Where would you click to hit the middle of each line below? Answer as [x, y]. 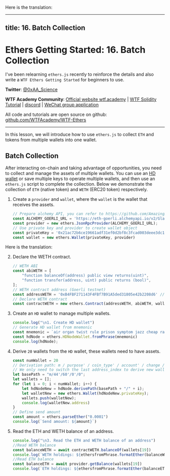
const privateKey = [33, 233]
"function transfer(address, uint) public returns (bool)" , [87, 280]
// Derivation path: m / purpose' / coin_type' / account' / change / [89, 365]
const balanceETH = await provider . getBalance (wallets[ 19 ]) [77, 464]
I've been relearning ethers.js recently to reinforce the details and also [80, 74]
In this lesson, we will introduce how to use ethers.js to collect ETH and [80, 135]
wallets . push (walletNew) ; [49, 398]
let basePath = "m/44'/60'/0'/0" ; [49, 375]
